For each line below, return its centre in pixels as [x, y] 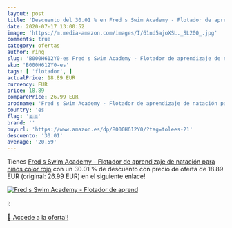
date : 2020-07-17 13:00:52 [46, 26]
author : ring [26, 53]
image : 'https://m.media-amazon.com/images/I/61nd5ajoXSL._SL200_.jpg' [112, 33]
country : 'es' [28, 110]
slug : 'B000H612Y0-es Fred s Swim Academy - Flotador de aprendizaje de [114, 59]
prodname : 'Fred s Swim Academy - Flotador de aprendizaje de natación [112, 104]
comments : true [29, 39]
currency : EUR [28, 84]
